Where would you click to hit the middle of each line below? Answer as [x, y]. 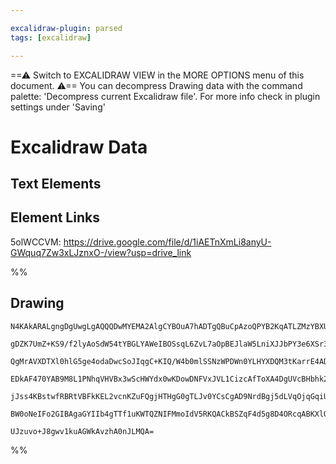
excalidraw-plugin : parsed [66, 28]
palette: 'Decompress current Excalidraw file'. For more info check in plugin [165, 96]
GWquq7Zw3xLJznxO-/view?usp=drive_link [101, 252]
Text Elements [56, 184]
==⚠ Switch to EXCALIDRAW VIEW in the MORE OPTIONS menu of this [157, 75]
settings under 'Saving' [58, 107]
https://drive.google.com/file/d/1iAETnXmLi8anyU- [167, 242]
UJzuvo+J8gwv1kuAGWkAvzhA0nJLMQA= [82, 431]
